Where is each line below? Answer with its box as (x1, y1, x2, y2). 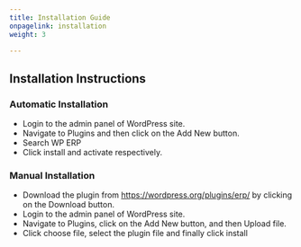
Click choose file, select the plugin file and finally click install (22, 228, 248, 239)
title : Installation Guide (9, 13, 111, 22)
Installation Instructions (9, 71, 147, 86)
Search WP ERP (22, 137, 82, 148)
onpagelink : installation (9, 22, 106, 31)
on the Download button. (22, 199, 115, 210)
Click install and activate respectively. (22, 147, 163, 158)
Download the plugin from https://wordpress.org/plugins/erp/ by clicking (22, 190, 293, 200)
